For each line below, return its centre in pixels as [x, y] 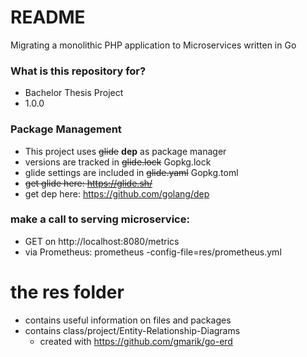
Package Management [66, 129]
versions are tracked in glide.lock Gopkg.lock [118, 162]
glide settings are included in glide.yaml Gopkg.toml [131, 172]
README [48, 17]
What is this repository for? [78, 71]
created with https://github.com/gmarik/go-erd [136, 341]
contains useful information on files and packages [128, 320]
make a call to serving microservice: [100, 219]
